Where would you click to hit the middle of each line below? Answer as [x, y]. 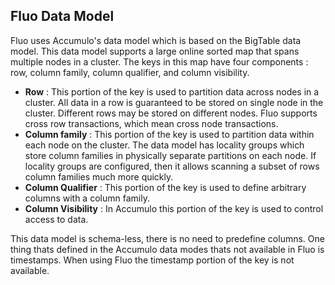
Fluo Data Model [62, 16]
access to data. [56, 219]
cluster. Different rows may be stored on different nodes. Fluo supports [171, 113]
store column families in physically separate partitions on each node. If [170, 155]
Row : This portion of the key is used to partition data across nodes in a [172, 91]
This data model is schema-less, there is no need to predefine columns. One [167, 238]
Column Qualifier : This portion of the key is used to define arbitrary [165, 187]
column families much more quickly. [99, 176]
